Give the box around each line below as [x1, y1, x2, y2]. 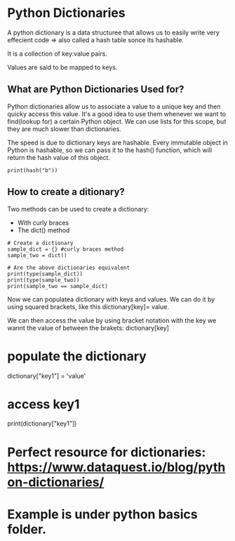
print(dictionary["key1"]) [7, 419, 77, 428]
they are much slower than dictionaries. [7, 125, 121, 133]
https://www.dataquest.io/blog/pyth [7, 459, 226, 475]
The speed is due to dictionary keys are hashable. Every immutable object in [7, 138, 228, 147]
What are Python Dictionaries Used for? [7, 83, 184, 96]
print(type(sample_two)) [7, 276, 80, 283]
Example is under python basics [7, 506, 198, 522]
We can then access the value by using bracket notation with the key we [7, 316, 217, 325]
